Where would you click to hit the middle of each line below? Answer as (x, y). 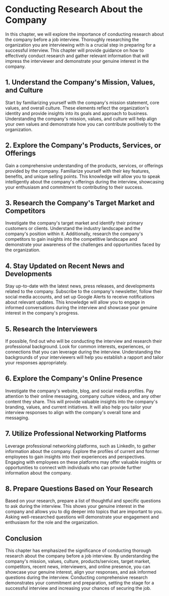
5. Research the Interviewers (51, 329)
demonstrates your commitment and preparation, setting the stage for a (80, 583)
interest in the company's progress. (42, 313)
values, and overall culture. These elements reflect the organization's (77, 108)
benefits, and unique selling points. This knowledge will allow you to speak (83, 176)
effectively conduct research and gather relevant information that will (77, 55)
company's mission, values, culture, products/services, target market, (78, 562)
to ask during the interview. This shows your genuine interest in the (75, 506)
